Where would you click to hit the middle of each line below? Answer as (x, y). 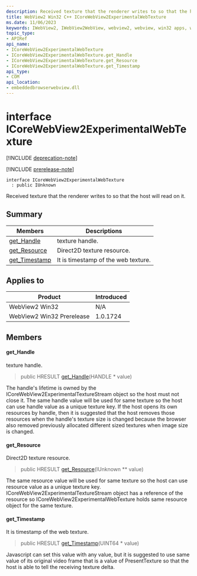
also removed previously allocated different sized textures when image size (97, 425)
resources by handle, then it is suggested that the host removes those (91, 413)
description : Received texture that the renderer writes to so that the (97, 11)
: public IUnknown (34, 185)
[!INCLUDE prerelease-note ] (40, 169)
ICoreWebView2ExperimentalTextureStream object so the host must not (93, 394)
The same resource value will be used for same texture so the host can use (97, 480)
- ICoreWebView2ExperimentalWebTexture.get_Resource (72, 60)
